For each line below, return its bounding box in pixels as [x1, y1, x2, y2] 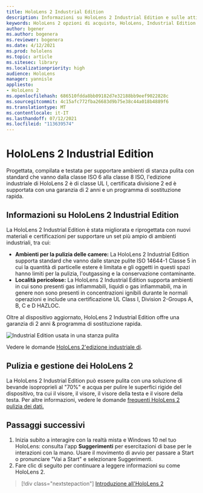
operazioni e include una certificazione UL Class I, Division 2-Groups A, [14, 295, 193, 302]
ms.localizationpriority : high [6, 65, 85, 71]
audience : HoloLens [6, 71, 56, 77]
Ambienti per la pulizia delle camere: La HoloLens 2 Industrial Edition [14, 250, 189, 258]
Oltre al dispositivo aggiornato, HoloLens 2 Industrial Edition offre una [6, 313, 179, 320]
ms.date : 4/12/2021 [6, 43, 56, 49]
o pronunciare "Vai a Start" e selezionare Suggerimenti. [14, 455, 153, 462]
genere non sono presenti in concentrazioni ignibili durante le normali [14, 289, 188, 296]
